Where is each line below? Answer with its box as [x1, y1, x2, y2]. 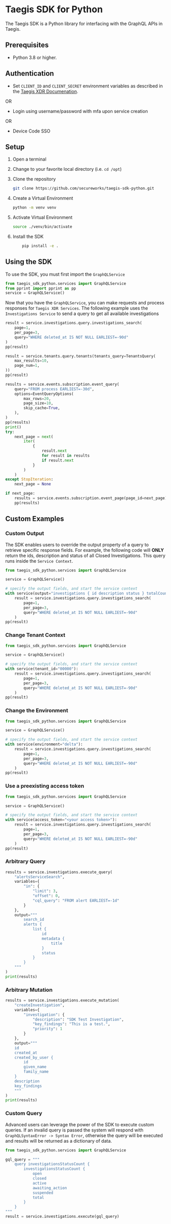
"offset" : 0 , [32, 894, 60, 899]
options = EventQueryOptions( [14, 391, 74, 396]
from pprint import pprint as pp [5, 285, 76, 291]
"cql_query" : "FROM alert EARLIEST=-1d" [32, 898, 120, 903]
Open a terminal [12, 156, 47, 162]
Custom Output [5, 530, 44, 537]
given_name [23, 1064, 47, 1070]
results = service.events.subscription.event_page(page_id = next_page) [14, 496, 167, 501]
